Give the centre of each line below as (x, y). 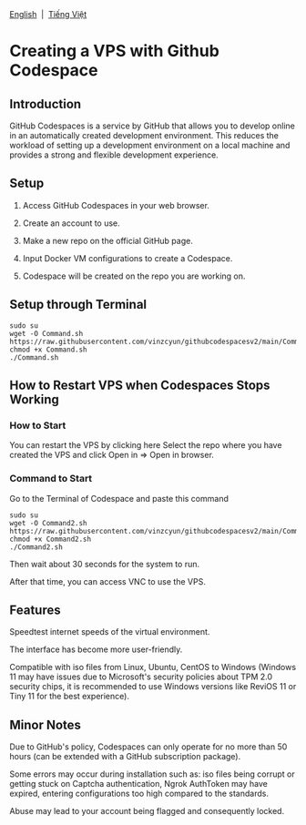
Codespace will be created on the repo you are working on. (134, 276)
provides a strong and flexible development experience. (114, 155)
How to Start (38, 425)
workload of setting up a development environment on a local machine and (150, 145)
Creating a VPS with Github (115, 51)
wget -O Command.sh (46, 333)
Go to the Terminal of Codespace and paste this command (119, 498)
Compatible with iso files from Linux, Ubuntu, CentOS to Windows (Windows (153, 667)
